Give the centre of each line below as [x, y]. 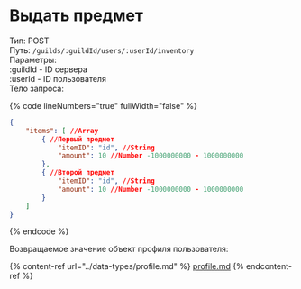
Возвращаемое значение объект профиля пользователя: [119, 249]
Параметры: [33, 59]
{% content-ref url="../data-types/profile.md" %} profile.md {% [127, 266]
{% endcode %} [39, 231]
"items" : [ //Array [62, 131]
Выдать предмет [77, 16]
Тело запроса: [37, 88]
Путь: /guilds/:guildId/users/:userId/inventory [102, 50]
